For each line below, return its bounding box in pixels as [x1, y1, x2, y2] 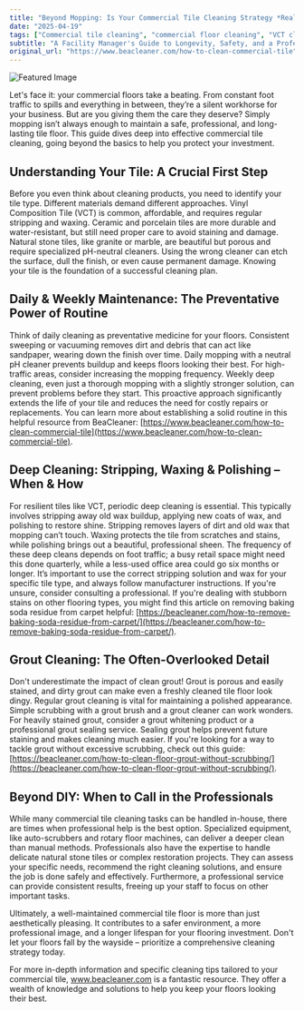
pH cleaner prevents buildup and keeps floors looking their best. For [9, 358, 264, 369]
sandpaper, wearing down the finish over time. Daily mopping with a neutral [9, 348, 291, 359]
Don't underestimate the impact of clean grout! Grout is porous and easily [9, 676, 284, 687]
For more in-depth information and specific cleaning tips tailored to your [9, 964, 279, 976]
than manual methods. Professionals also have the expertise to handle [9, 842, 271, 853]
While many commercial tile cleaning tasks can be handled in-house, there [9, 813, 288, 824]
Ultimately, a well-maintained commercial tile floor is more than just [9, 908, 261, 919]
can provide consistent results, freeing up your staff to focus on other [9, 881, 269, 892]
